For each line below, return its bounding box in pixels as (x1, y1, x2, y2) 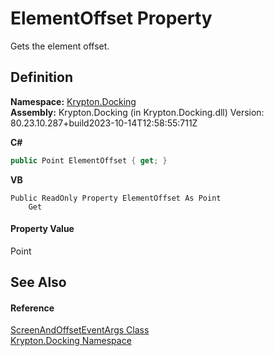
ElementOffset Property (10, 7, 213, 30)
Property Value (10, 223, 75, 235)
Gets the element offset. (10, 40, 110, 52)
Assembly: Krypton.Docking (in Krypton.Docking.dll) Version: (10, 106, 265, 118)
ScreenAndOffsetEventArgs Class (10, 324, 150, 336)
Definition (10, 69, 73, 86)
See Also (10, 274, 67, 291)
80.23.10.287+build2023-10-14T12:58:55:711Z (10, 117, 198, 129)
